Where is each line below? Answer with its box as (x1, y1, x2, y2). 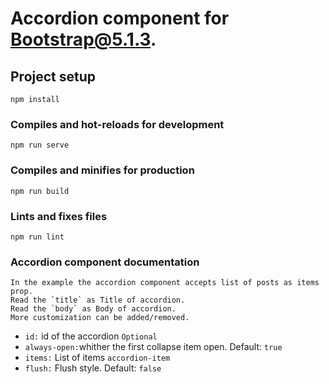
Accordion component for (10, 7, 230, 30)
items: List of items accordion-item (24, 352, 171, 364)
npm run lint (10, 232, 65, 242)
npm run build (10, 186, 70, 196)
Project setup (10, 68, 97, 85)
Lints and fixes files (10, 209, 108, 223)
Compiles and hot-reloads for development (10, 117, 225, 131)
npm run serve (10, 140, 70, 151)
